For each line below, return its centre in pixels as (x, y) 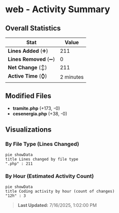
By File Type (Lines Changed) (42, 144)
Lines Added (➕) (28, 51)
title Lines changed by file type (42, 159)
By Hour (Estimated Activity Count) (50, 176)
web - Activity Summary (58, 9)
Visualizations (28, 130)
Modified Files (28, 96)
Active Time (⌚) (27, 76)
